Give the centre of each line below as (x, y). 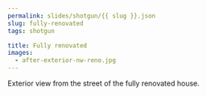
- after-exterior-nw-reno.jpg (65, 61)
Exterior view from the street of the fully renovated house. (104, 83)
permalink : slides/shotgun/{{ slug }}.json (82, 16)
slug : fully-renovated (46, 23)
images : (21, 53)
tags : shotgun (31, 31)
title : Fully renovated (48, 45)
